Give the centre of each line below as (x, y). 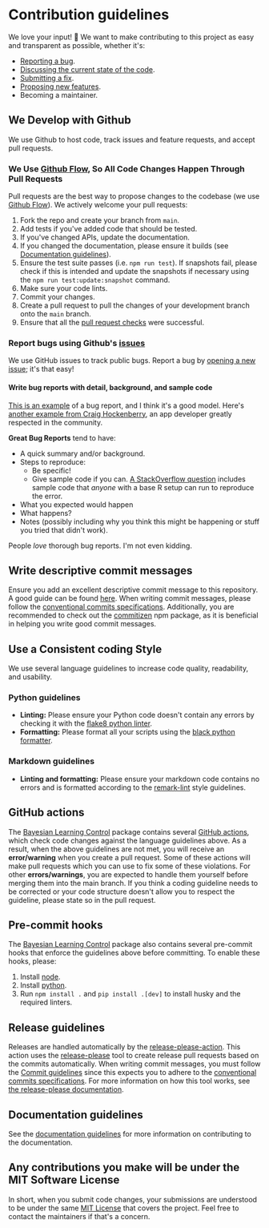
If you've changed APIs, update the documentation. (105, 237)
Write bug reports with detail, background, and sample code (110, 387)
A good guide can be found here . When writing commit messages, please (130, 598)
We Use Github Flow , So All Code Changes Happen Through (127, 168)
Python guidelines (45, 698)
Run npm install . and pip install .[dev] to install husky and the (130, 994)
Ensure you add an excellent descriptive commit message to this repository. (133, 590)
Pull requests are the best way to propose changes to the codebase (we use (134, 196)
